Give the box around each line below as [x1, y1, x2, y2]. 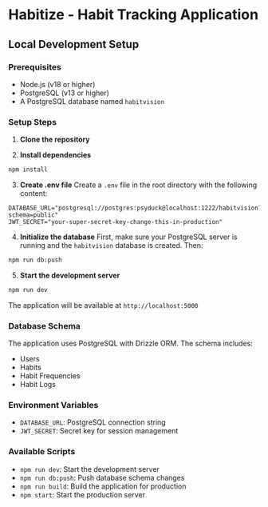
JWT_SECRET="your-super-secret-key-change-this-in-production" [8, 218, 223, 226]
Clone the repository [19, 134, 90, 145]
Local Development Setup [8, 38, 140, 51]
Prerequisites [8, 62, 61, 73]
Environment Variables [8, 400, 99, 411]
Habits [19, 362, 41, 373]
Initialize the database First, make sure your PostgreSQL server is [19, 232, 238, 242]
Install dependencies [19, 150, 92, 160]
